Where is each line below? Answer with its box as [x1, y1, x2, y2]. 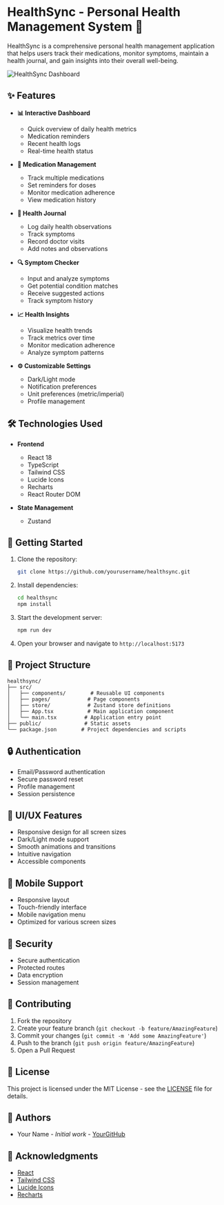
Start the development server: [17, 614, 103, 621]
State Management [17, 503, 74, 512]
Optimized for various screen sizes [17, 918, 116, 926]
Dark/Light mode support [17, 835, 90, 844]
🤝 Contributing [7, 998, 72, 1010]
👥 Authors [7, 1112, 52, 1123]
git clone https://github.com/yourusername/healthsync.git [17, 569, 191, 576]
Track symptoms [27, 230, 76, 238]
